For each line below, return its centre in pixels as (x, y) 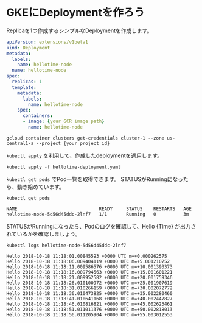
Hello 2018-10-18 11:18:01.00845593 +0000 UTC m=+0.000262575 (87, 256)
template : (24, 87)
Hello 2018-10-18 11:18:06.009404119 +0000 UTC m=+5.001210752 (88, 261)
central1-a (20, 143)
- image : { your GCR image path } (63, 122)
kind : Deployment (28, 48)
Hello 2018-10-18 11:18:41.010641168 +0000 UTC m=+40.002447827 (89, 299)
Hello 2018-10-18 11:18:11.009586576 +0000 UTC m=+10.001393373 (89, 267)
